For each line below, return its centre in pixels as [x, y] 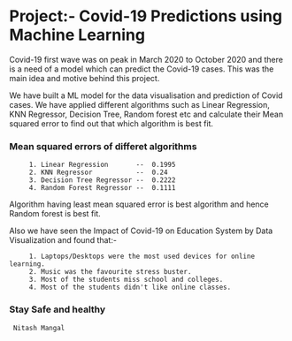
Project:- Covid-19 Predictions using [146, 16]
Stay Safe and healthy [58, 309]
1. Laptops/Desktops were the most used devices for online [142, 257]
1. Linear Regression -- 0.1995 [102, 165]
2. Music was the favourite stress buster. [110, 272]
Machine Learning [77, 35]
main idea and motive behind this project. [85, 78]
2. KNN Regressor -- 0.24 [98, 173]
